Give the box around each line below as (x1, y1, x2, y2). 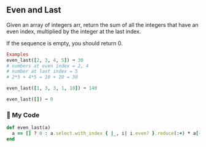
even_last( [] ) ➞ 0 (6, 96, 53, 103)
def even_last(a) (6, 125, 51, 131)
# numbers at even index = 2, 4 (6, 62, 89, 69)
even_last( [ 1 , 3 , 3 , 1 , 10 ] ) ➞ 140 (6, 85, 97, 91)
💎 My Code (6, 110, 40, 119)
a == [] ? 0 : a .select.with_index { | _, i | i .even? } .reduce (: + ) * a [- (12, 130, 202, 137)
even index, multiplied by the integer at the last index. (6, 28, 142, 35)
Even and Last (6, 5, 61, 15)
